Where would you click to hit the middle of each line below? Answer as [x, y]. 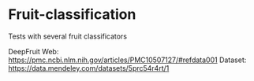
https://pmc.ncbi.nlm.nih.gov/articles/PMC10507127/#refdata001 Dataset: [127, 60]
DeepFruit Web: [34, 51]
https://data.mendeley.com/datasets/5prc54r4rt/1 [89, 68]
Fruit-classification [72, 15]
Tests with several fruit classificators [68, 36]
